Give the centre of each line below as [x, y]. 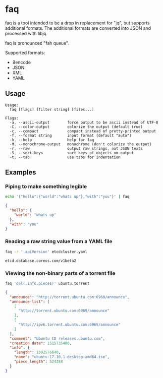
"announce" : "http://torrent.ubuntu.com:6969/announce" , [70, 297]
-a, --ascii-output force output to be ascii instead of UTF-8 [84, 123]
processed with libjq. [27, 33]
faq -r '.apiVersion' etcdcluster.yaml [46, 252]
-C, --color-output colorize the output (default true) [76, 127]
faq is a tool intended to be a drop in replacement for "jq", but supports [78, 23]
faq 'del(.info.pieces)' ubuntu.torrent [48, 284]
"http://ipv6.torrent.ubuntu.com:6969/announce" [69, 325]
